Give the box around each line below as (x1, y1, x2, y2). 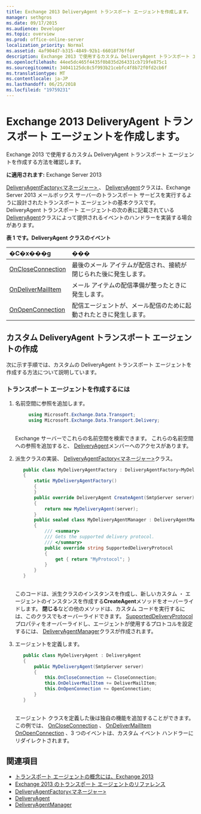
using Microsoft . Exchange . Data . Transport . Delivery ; (28, 417, 160, 424)
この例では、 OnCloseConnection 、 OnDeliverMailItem (14, 721, 151, 729)
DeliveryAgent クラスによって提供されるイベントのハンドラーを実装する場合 (6, 214, 193, 221)
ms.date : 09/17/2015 (6, 20, 58, 26)
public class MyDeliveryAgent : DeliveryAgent (23, 652, 142, 658)
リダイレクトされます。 (14, 737, 73, 744)
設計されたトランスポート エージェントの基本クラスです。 (16, 199, 159, 206)
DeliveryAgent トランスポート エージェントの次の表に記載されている (6, 206, 175, 213)
